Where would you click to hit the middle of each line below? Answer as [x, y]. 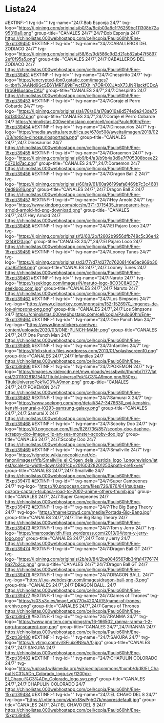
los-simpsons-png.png [28, 309]
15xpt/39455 [18, 152]
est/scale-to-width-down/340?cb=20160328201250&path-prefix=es [74, 465]
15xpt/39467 [18, 398]
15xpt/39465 [18, 345]
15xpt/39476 [18, 574]
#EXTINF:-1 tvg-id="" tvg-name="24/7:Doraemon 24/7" [88, 152]
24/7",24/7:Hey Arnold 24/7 [33, 215]
